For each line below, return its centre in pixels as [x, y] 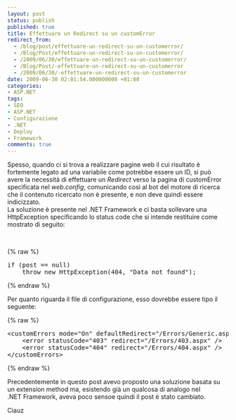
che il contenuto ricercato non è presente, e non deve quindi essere [105, 195]
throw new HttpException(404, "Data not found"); [109, 272]
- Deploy [20, 132]
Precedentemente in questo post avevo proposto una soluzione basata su [114, 382]
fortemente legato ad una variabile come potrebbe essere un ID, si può [110, 172]
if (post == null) [39, 265]
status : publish [31, 20]
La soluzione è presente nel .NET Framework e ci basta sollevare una [107, 210]
